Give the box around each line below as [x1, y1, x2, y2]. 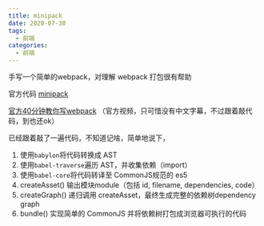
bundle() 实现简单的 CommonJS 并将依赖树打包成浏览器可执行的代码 [19, 209, 246, 218]
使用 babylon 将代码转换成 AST [19, 150, 118, 159]
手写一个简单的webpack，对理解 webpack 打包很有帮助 [8, 72, 192, 81]
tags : [8, 26, 26, 34]
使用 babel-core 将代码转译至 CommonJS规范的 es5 [19, 170, 188, 180]
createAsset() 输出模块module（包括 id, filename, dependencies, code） [19, 180, 259, 189]
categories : [8, 42, 48, 50]
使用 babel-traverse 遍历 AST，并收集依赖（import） [19, 160, 192, 169]
